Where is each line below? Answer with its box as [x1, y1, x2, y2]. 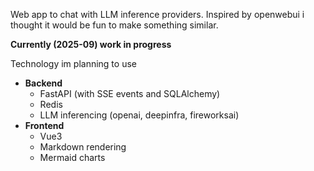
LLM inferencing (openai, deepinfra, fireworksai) [39, 109, 240, 121]
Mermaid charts [39, 152, 106, 163]
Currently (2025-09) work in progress [10, 39, 172, 50]
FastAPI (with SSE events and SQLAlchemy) [39, 88, 221, 99]
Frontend [24, 120, 65, 131]
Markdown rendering [39, 141, 127, 153]
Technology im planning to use [10, 58, 137, 69]
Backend [24, 77, 63, 89]
